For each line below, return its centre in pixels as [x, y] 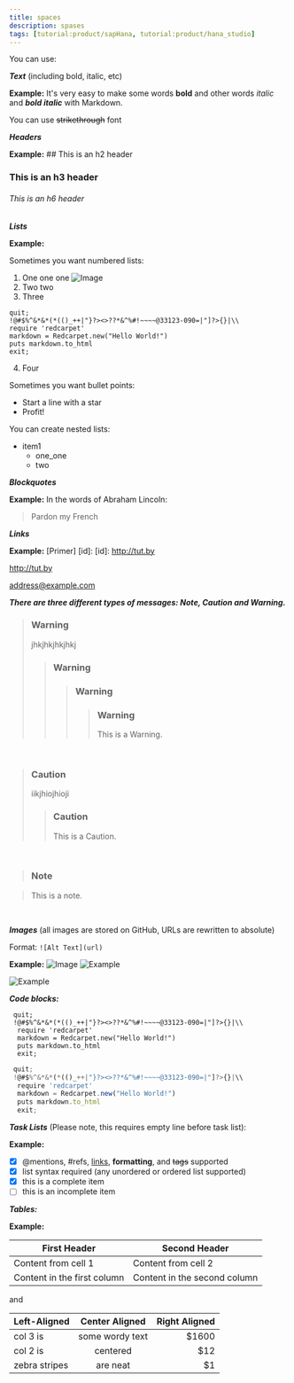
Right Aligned [186, 1322]
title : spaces [35, 17]
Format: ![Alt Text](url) [56, 947]
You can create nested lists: [60, 429]
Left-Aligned [42, 1322]
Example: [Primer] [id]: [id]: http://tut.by [82, 551]
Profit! [33, 411]
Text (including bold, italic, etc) [66, 76]
